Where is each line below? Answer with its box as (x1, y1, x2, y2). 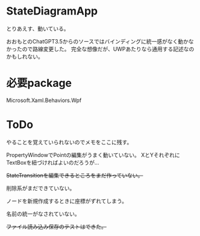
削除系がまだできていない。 (6, 184, 75, 191)
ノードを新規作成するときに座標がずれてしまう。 (6, 197, 128, 205)
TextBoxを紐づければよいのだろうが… (6, 159, 99, 166)
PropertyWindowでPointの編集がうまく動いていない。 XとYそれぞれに (6, 151, 181, 158)
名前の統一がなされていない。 (6, 210, 80, 217)
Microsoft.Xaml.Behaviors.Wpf (6, 97, 82, 104)
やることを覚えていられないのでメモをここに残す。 (6, 138, 133, 145)
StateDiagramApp (6, 4, 98, 18)
